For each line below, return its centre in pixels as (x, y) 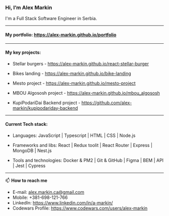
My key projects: (23, 52)
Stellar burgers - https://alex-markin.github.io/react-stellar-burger (81, 63)
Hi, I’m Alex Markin (29, 8)
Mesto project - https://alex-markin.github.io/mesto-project (74, 83)
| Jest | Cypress (29, 166)
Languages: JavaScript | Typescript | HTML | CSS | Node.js (74, 135)
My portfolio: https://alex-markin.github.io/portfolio (61, 35)
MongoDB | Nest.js (32, 151)
